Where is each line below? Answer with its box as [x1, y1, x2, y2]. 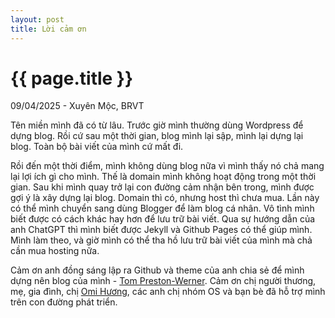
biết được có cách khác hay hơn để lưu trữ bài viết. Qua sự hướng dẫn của [10, 213, 316, 225]
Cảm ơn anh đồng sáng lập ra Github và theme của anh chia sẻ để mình [10, 264, 305, 276]
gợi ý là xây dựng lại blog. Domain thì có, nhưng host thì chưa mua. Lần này [10, 192, 320, 204]
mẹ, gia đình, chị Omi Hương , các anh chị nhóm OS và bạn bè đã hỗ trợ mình [10, 286, 326, 298]
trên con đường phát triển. [10, 296, 118, 308]
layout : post [10, 14, 65, 25]
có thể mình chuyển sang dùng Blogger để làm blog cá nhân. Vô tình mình [10, 202, 315, 215]
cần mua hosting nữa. [10, 245, 100, 257]
